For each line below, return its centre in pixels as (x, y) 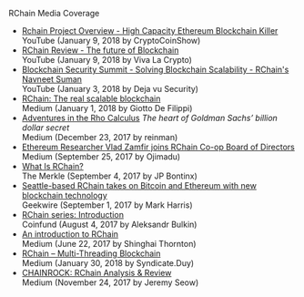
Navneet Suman (52, 79)
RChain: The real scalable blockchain (91, 98)
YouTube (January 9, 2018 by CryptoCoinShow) (111, 41)
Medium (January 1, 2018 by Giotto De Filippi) (107, 108)
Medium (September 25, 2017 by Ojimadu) (101, 157)
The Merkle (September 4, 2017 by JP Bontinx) (109, 176)
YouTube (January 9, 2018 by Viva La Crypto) (107, 60)
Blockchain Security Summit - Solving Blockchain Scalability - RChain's (155, 69)
